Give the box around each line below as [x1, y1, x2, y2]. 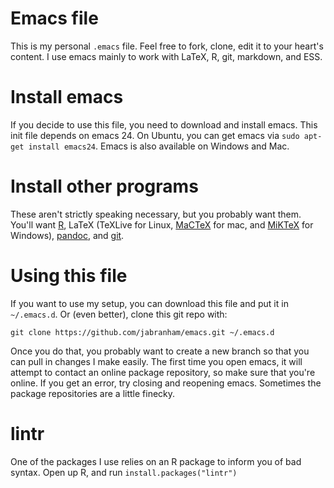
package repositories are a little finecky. [10, 387, 176, 399]
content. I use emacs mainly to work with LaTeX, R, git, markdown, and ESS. [10, 50, 323, 62]
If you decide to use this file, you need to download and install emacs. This [10, 118, 318, 131]
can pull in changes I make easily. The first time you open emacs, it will [10, 355, 303, 367]
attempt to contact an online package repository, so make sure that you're [10, 366, 316, 378]
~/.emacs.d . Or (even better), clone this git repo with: [10, 308, 228, 320]
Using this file [10, 265, 128, 287]
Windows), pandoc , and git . [10, 229, 125, 241]
